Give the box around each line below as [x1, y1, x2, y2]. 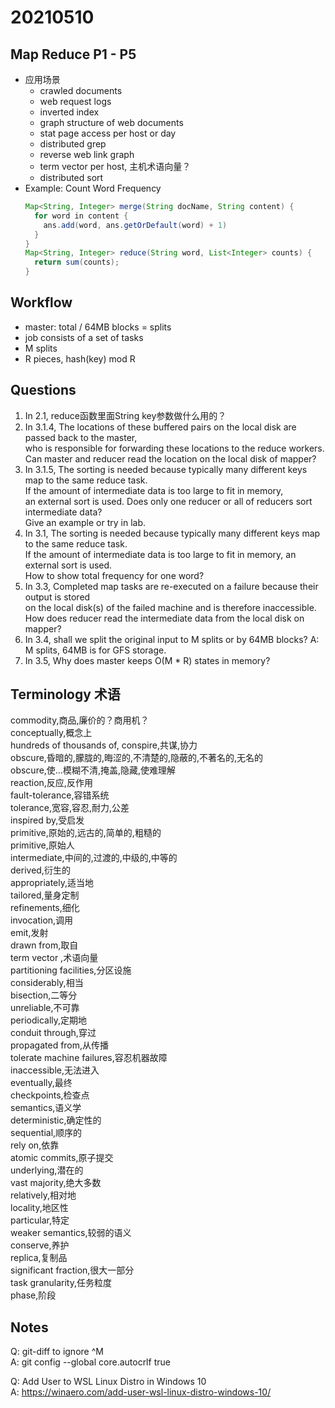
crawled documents [39, 85, 123, 96]
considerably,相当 [10, 977, 84, 989]
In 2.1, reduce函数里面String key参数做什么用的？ [24, 409, 227, 421]
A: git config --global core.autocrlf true [10, 1356, 171, 1368]
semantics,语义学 [10, 1102, 82, 1114]
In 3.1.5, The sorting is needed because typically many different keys [24, 463, 308, 475]
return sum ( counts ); [34, 257, 120, 268]
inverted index [39, 106, 100, 118]
